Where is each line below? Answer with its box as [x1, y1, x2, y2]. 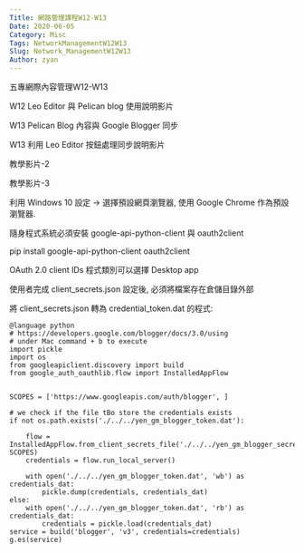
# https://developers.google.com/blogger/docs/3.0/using [9, 329, 229, 338]
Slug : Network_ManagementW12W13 [9, 47, 131, 56]
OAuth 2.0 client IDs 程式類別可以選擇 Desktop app [9, 265, 199, 275]
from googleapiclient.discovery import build [9, 361, 184, 370]
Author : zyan [9, 55, 59, 64]
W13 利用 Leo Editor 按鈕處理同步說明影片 [9, 140, 166, 150]
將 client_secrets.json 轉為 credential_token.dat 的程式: [9, 303, 214, 314]
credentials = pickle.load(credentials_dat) [42, 519, 213, 529]
